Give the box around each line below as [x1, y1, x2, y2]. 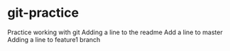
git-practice [7, 5, 80, 21]
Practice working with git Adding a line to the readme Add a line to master [7, 28, 223, 36]
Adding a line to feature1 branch [7, 35, 101, 43]
